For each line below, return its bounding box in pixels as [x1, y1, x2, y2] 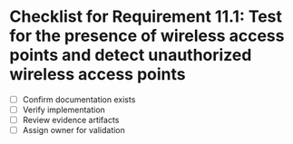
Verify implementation [22, 104, 106, 115]
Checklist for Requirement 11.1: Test [9, 6, 283, 27]
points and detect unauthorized [9, 45, 252, 65]
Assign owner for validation [22, 125, 125, 136]
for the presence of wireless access [9, 25, 285, 46]
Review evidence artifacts [22, 115, 120, 126]
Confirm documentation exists [22, 93, 136, 105]
